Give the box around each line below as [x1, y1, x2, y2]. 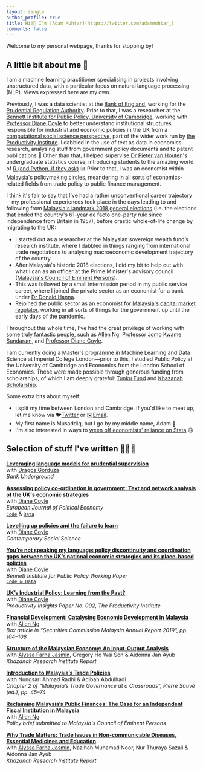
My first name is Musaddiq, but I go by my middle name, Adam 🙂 [14, 420, 176, 427]
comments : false [6, 25, 47, 32]
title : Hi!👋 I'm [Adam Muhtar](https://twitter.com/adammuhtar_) [6, 20, 174, 26]
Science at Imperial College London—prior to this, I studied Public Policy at [6, 355, 193, 363]
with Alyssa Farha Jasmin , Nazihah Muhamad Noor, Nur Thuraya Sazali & [6, 744, 188, 751]
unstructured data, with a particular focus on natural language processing [6, 82, 190, 89]
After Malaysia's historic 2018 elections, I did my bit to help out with [14, 261, 184, 269]
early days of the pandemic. [14, 312, 85, 320]
